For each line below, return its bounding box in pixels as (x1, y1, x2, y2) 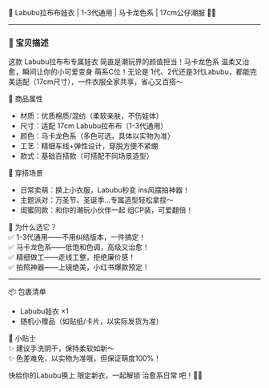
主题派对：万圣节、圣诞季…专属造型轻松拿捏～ (19, 196, 174, 205)
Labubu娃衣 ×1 (19, 306, 70, 316)
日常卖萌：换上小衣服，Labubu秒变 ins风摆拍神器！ (19, 185, 191, 195)
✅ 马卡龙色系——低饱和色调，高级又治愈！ (8, 242, 150, 252)
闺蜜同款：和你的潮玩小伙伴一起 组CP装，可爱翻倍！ (19, 205, 194, 215)
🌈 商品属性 (8, 94, 44, 103)
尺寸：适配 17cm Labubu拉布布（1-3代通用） (19, 121, 168, 131)
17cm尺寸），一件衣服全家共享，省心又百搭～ (35, 77, 183, 87)
